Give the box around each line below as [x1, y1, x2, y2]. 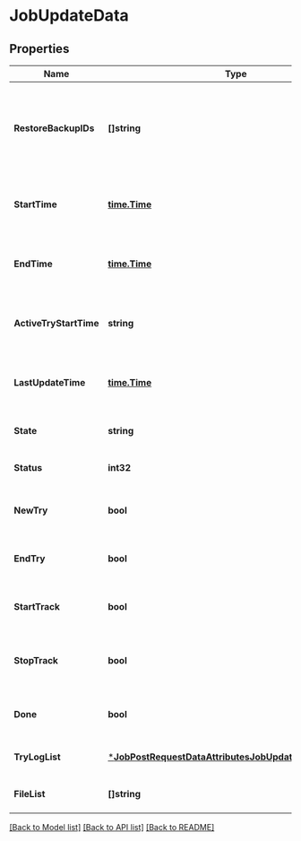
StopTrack [13, 655, 58, 666]
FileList [13, 788, 46, 800]
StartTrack [13, 601, 60, 612]
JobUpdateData [9, 5, 130, 26]
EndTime [13, 257, 53, 270]
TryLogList [13, 750, 61, 763]
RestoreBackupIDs [13, 122, 95, 134]
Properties [9, 41, 70, 56]
